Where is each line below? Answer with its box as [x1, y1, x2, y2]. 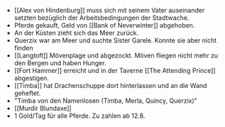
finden [13, 44, 33, 52]
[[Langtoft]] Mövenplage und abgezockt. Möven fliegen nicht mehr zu [13, 51, 219, 60]
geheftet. [13, 89, 41, 97]
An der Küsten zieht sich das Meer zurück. [13, 28, 139, 37]
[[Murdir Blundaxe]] [13, 104, 72, 112]
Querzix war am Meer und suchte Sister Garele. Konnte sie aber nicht [13, 36, 217, 45]
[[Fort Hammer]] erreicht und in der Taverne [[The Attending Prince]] [13, 67, 216, 74]
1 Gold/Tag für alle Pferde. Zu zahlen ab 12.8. [13, 111, 146, 120]
